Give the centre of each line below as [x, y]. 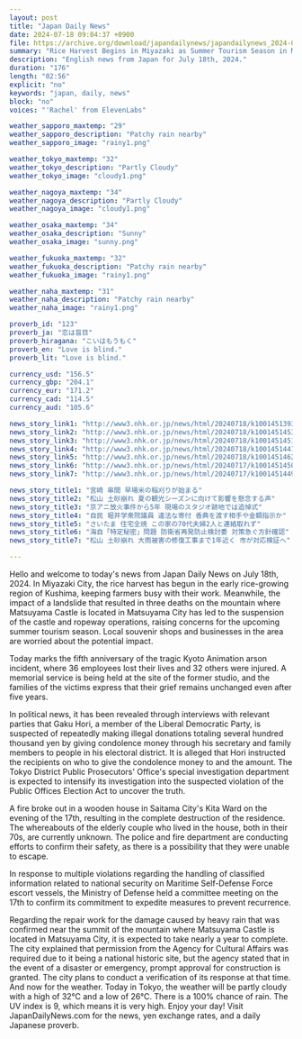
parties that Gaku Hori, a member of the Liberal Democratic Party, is [135, 724]
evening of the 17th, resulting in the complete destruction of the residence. [147, 818]
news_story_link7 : [44, 474]
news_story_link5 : [44, 457]
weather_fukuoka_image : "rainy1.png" [80, 275]
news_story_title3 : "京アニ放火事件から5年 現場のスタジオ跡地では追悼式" [136, 507]
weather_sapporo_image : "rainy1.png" [80, 143]
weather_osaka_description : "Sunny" [78, 234]
